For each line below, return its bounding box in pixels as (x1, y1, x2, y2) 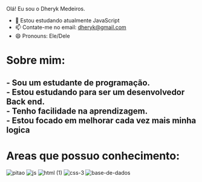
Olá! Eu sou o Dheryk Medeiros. (6, 5, 86, 12)
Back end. (6, 96, 45, 106)
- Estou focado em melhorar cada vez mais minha (6, 115, 197, 126)
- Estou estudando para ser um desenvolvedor (6, 87, 185, 97)
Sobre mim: (6, 54, 65, 67)
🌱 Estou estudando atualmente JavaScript (15, 17, 120, 24)
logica (6, 125, 30, 135)
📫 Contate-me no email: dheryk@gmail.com (15, 24, 127, 31)
